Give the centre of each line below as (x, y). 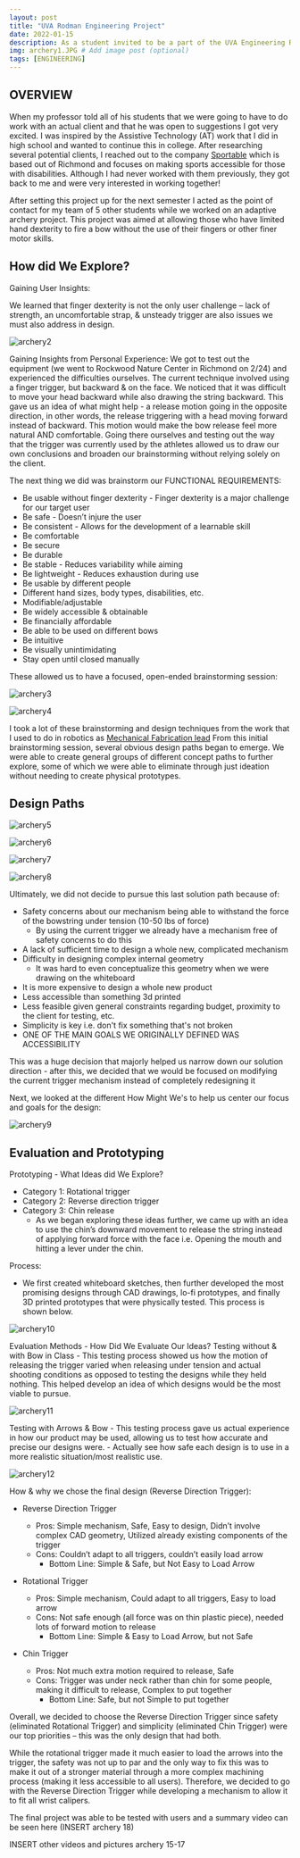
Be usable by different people (76, 583)
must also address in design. (62, 324)
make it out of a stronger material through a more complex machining (137, 1772)
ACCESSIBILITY (51, 1045)
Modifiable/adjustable (62, 602)
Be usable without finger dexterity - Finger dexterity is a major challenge (156, 497)
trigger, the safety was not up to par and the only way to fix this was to (139, 1762)
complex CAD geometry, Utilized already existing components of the (162, 1536)
